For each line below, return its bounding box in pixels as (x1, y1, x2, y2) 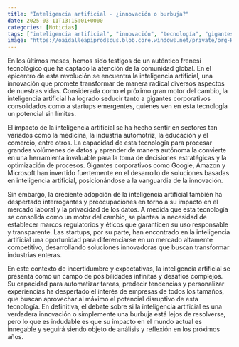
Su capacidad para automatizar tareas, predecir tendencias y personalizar (7, 279, 225, 289)
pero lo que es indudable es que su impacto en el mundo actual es (7, 318, 203, 326)
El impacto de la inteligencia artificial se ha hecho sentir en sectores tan (7, 123, 218, 132)
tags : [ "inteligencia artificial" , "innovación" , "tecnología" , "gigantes (7, 30, 234, 38)
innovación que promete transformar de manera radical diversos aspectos (7, 79, 225, 88)
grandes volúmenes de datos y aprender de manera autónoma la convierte (7, 146, 226, 155)
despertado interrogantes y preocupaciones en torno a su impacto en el (7, 197, 218, 207)
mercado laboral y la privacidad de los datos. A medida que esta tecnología (7, 205, 229, 214)
